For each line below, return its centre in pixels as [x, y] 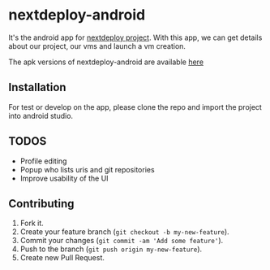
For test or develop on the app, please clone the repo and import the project [135, 107]
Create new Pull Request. [62, 258]
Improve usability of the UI [64, 178]
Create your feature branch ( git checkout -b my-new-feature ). [124, 232]
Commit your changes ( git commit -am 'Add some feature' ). [122, 241]
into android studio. [41, 115]
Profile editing [43, 161]
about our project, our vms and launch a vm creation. [97, 46]
